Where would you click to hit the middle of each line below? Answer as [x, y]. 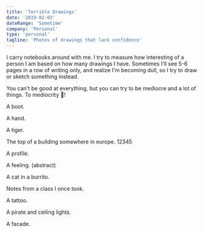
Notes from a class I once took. [45, 189]
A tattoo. [17, 200]
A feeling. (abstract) [31, 165]
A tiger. [15, 130]
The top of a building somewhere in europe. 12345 [69, 142]
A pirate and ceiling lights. [39, 212]
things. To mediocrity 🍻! [36, 95]
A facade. [18, 224]
